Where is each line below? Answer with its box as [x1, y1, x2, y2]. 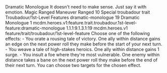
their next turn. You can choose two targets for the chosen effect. [5, 62, 142, 68]
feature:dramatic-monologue [5, 25, 66, 31]
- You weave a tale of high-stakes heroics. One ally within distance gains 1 [5, 46, 160, 52]
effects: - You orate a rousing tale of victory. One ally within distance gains [5, 36, 160, 41]
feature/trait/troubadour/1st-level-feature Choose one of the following [5, 30, 150, 36]
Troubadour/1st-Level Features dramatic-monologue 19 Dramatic [5, 14, 140, 20]
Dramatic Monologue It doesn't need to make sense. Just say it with [5, 4, 147, 9]
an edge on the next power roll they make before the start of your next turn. [5, 41, 162, 47]
